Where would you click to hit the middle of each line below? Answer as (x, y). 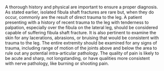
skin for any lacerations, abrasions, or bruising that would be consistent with (82, 38)
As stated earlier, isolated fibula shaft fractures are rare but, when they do (80, 12)
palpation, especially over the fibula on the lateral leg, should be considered (82, 28)
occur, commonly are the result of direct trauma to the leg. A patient (74, 17)
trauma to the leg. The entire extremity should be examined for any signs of (81, 43)
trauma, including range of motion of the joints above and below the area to (81, 48)
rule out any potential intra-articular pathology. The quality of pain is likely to (82, 53)
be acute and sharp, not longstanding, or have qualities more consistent (78, 58)
